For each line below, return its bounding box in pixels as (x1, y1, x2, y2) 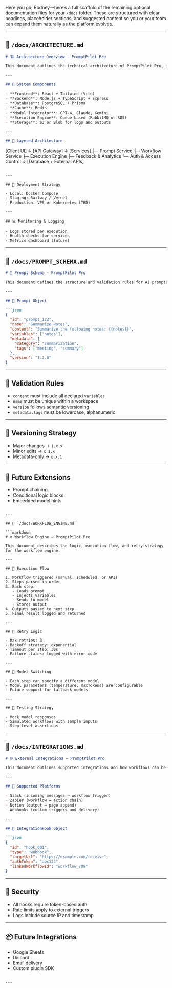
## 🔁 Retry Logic (5, 629, 42, 634)
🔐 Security (5, 888, 39, 896)
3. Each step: (5, 584, 36, 589)
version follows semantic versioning (12, 404, 90, 410)
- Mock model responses (5, 715, 56, 720)
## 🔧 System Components (5, 82, 56, 87)
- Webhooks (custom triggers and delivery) (5, 807, 100, 813)
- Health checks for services (5, 233, 70, 239)
